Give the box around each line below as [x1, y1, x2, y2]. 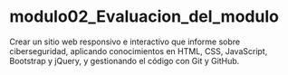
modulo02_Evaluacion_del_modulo [9, 6, 279, 27]
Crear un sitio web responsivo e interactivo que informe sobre [9, 36, 241, 47]
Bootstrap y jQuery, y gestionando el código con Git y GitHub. [9, 55, 240, 66]
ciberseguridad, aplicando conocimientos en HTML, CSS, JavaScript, [9, 45, 268, 56]
